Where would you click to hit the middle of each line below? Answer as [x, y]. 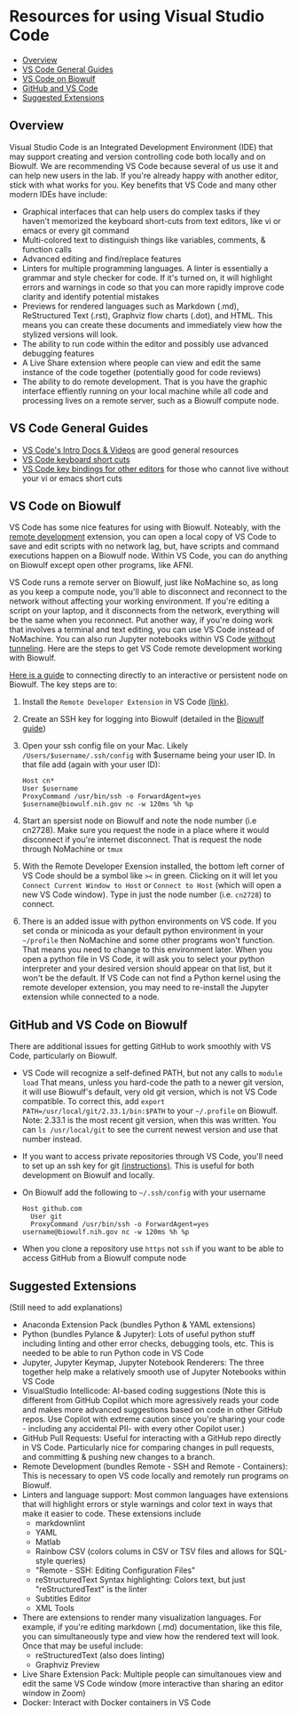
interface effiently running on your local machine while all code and [145, 391]
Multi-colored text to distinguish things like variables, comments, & [144, 240]
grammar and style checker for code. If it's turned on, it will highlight [147, 277]
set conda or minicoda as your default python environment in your [143, 931]
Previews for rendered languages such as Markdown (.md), [130, 306]
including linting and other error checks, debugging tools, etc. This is [148, 1343]
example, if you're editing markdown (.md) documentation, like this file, [152, 1627]
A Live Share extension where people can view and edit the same [141, 363]
